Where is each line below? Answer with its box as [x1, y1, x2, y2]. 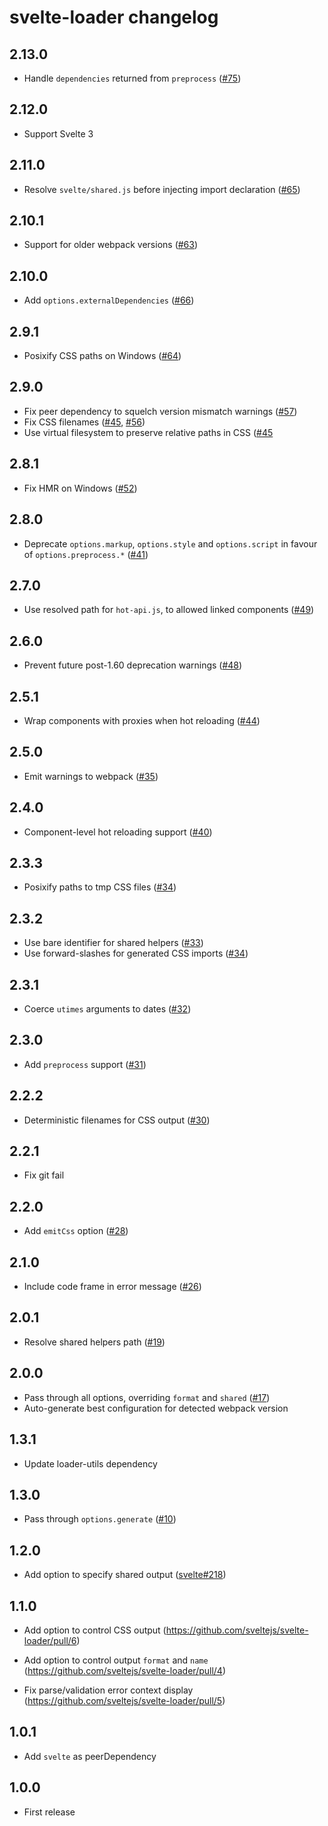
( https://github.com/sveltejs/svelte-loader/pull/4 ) [23, 1664, 227, 1676]
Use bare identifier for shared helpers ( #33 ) [23, 937, 204, 949]
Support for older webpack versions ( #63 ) [23, 239, 199, 251]
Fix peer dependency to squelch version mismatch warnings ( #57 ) [23, 405, 298, 417]
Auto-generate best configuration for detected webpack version [23, 1402, 289, 1414]
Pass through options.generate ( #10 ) [23, 1513, 177, 1525]
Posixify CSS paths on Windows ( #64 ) [23, 350, 182, 362]
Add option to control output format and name [23, 1654, 209, 1666]
